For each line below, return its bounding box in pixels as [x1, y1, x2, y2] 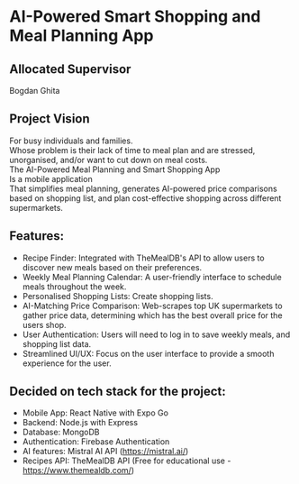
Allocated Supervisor [9, 61, 131, 77]
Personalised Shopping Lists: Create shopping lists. [22, 290, 213, 301]
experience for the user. [22, 358, 112, 369]
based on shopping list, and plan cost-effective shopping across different [9, 192, 282, 204]
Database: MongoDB [22, 426, 100, 438]
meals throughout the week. [22, 281, 127, 292]
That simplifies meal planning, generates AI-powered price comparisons [9, 183, 277, 194]
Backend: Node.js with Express [22, 417, 138, 428]
